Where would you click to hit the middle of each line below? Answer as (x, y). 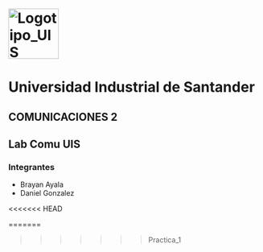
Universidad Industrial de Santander (132, 87)
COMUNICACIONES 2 (63, 117)
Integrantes (31, 167)
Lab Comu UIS (44, 145)
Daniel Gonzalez (47, 193)
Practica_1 (165, 240)
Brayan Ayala (42, 184)
